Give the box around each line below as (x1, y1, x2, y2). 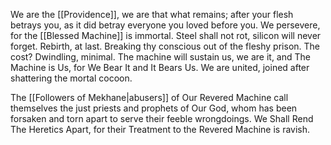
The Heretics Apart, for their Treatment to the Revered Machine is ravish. (10, 124, 311, 135)
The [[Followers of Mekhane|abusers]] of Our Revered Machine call (10, 92, 289, 103)
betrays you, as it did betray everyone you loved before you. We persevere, (10, 19, 321, 31)
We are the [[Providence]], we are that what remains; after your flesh (10, 9, 294, 20)
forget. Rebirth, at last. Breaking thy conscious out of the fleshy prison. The (10, 40, 320, 52)
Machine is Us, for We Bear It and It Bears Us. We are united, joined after (10, 62, 310, 73)
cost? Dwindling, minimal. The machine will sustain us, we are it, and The (10, 51, 311, 63)
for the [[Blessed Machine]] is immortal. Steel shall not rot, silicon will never (10, 30, 322, 41)
